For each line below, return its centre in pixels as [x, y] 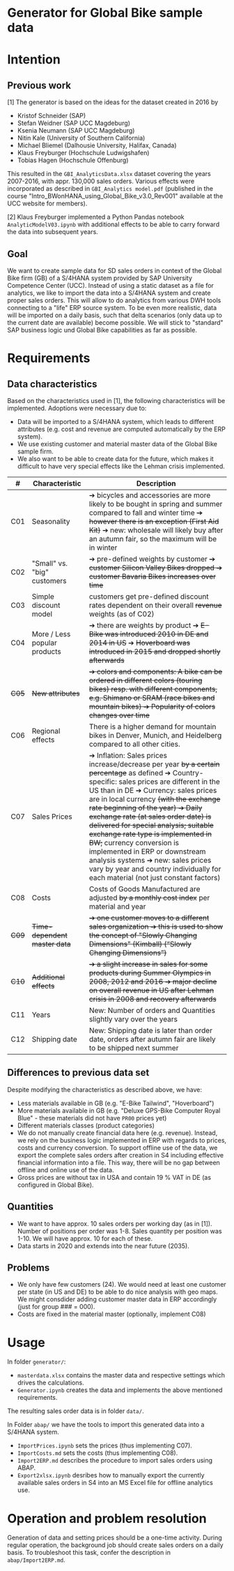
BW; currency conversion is [134, 843]
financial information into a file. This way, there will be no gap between [119, 1162]
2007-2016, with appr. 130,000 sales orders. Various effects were [101, 181]
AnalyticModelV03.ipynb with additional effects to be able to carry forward [114, 224]
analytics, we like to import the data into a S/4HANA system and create [109, 293]
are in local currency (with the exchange [155, 799]
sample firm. [35, 451]
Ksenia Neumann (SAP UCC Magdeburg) [76, 131]
